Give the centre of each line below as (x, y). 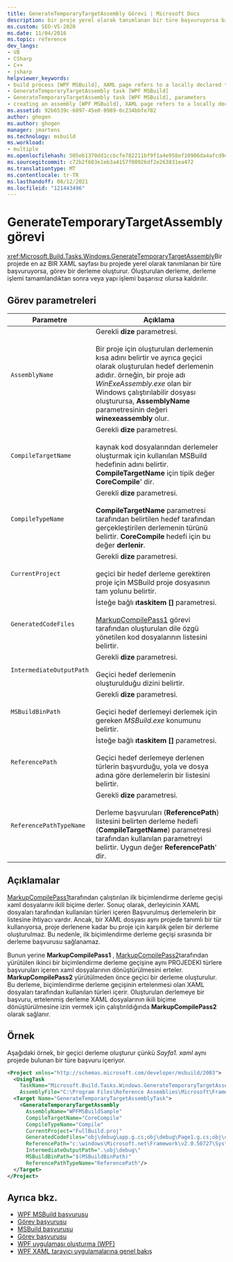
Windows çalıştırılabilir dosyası (146, 392)
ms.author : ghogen (34, 123)
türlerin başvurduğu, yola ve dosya (153, 766)
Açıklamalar (34, 880)
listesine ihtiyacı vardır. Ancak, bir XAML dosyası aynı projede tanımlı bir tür (114, 919)
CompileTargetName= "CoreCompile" (74, 1118)
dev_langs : (23, 46)
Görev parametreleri (52, 300)
